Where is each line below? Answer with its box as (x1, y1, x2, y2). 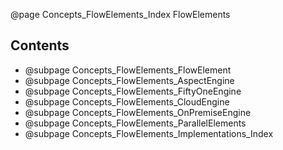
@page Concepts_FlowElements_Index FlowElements (10, 9, 231, 20)
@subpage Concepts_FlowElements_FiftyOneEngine (24, 85, 242, 97)
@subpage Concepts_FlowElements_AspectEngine (24, 74, 235, 86)
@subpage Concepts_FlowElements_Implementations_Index (24, 127, 274, 139)
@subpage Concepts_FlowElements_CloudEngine (24, 95, 230, 108)
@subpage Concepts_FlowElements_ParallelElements (24, 117, 247, 129)
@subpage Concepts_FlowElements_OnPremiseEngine (24, 106, 252, 118)
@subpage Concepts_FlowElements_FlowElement (24, 64, 232, 76)
